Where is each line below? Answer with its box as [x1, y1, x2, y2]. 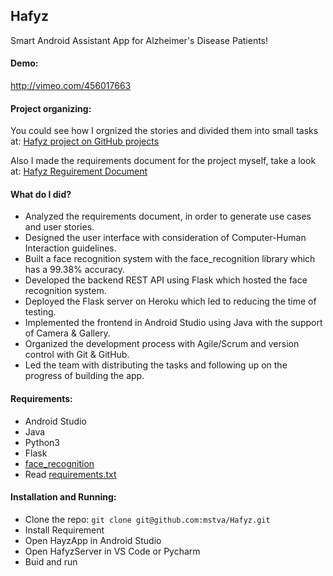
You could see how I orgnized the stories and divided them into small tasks [10, 125, 319, 137]
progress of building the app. [24, 370, 145, 382]
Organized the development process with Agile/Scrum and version [24, 338, 300, 350]
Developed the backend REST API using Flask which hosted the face [24, 274, 308, 286]
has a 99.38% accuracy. [24, 264, 125, 276]
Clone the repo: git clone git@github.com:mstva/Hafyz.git [24, 513, 271, 525]
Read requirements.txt [24, 468, 117, 480]
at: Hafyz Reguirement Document [10, 165, 148, 178]
